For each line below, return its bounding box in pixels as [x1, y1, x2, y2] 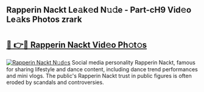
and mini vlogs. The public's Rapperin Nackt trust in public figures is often [6, 73, 192, 79]
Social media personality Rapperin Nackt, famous [71, 59, 196, 66]
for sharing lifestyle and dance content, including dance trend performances [6, 66, 198, 73]
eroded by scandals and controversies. [6, 79, 105, 86]
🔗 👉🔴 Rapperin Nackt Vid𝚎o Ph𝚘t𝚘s [6, 40, 147, 50]
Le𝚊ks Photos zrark [6, 15, 82, 25]
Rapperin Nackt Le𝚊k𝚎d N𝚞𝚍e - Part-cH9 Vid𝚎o [6, 5, 192, 15]
